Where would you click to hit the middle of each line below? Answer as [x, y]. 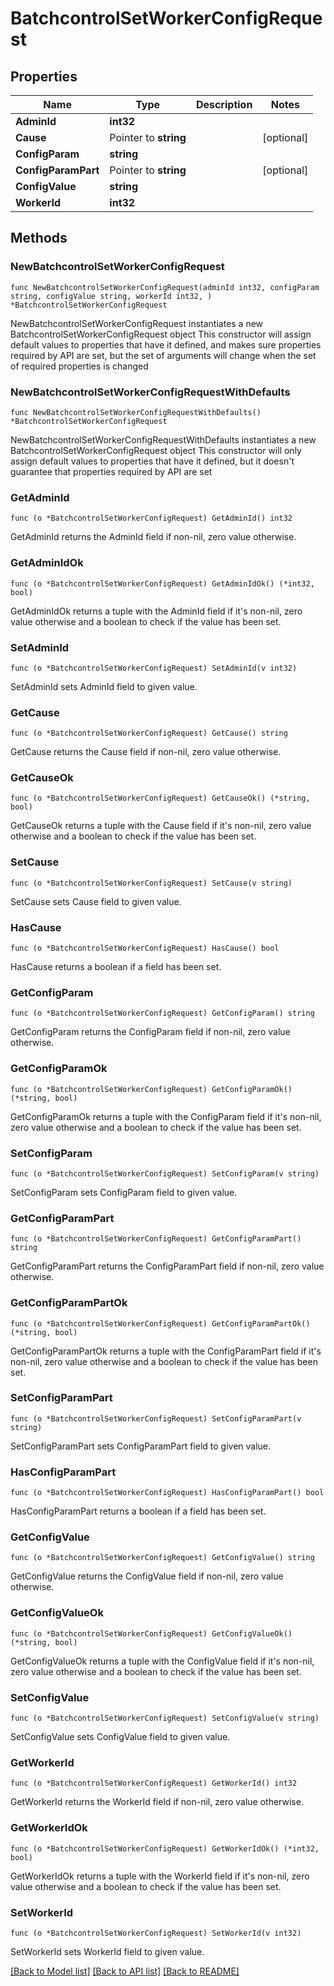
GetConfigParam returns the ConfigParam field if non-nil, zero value [150, 1032]
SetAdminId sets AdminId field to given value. [104, 686]
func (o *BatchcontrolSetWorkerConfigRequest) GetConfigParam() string [162, 1013]
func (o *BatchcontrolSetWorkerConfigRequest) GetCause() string [149, 733]
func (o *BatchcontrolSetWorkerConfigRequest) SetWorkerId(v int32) [156, 1933]
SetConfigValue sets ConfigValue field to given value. [120, 1737]
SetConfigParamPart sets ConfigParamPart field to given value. [141, 1446]
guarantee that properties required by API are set [111, 471]
